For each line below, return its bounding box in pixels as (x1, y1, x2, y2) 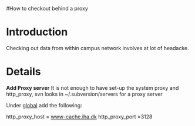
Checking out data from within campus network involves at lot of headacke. (6, 44, 189, 51)
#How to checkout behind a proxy (6, 5, 88, 12)
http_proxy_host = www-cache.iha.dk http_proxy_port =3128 (6, 113, 153, 120)
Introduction (6, 26, 68, 38)
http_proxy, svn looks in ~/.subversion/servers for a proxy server (6, 90, 163, 97)
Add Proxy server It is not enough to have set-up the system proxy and (6, 84, 179, 91)
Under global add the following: (6, 101, 82, 108)
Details (6, 65, 41, 78)
